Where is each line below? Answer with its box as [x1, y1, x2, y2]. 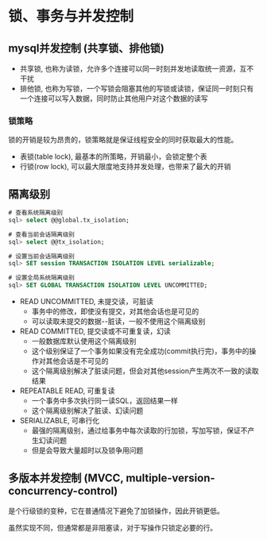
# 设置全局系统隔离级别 [8, 274, 75, 282]
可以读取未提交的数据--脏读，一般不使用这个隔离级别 [31, 317, 206, 326]
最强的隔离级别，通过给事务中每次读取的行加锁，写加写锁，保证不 [31, 426, 248, 435]
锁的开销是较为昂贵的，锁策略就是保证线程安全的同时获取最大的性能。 [8, 135, 238, 145]
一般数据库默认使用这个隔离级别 [31, 337, 137, 346]
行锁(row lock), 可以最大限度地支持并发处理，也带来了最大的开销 [19, 162, 232, 172]
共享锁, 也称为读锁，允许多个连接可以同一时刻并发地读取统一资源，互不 [19, 64, 254, 73]
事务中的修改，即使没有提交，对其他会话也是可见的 [31, 307, 199, 316]
